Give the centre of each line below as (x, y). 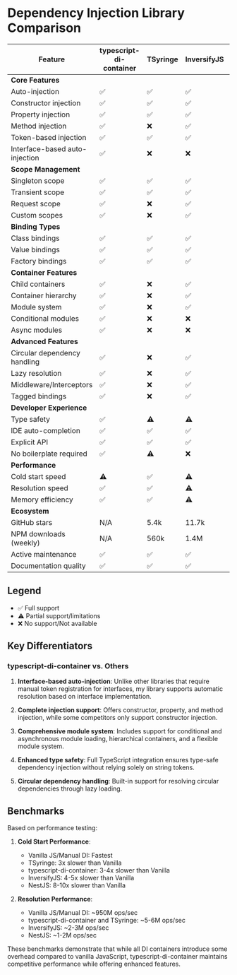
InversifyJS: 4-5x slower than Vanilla (81, 878)
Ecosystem (30, 511)
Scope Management (45, 169)
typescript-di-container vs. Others (68, 666)
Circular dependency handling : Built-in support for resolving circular (118, 781)
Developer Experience (49, 408)
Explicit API (29, 442)
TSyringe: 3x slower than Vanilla (75, 863)
